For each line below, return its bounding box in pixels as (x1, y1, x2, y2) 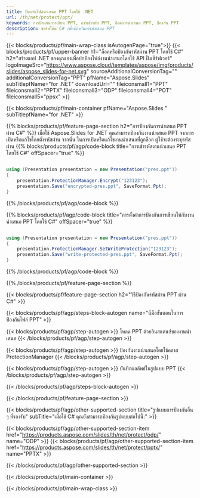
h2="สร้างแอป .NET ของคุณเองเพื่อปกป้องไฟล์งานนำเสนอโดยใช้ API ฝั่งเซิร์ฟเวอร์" (6, 55, 173, 62)
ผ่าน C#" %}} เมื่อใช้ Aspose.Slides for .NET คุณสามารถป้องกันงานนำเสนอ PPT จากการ (6, 129, 195, 137)
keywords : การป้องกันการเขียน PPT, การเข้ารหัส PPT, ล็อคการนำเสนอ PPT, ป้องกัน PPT (6, 20, 179, 26)
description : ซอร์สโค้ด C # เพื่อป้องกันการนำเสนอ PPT (6, 25, 115, 32)
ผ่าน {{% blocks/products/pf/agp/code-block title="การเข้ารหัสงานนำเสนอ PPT (6, 143, 187, 150)
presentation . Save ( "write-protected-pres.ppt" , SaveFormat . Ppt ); (17, 252, 183, 258)
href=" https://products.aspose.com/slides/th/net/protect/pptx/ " (6, 444, 163, 451)
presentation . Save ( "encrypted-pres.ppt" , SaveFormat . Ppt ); (17, 183, 167, 189)
